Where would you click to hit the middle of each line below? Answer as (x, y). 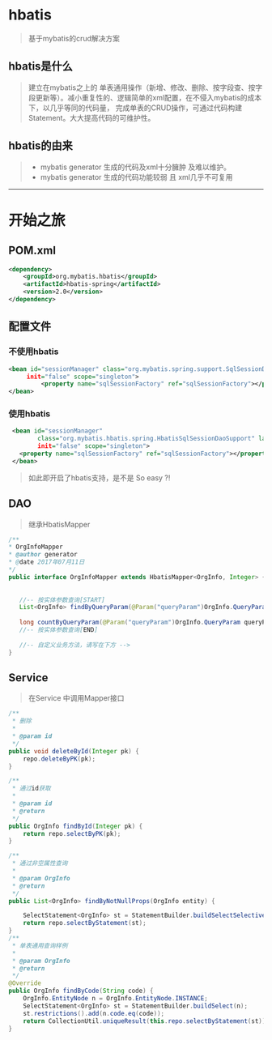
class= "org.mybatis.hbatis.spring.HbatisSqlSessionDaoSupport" (146, 439)
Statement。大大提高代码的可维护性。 (91, 117)
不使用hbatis (34, 352)
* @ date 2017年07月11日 (47, 562)
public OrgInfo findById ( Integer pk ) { (76, 826)
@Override (25, 983)
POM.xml (32, 251)
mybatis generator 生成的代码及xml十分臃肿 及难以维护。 (136, 167)
